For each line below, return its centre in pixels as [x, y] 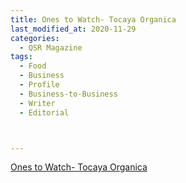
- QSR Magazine [51, 47]
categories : [35, 38]
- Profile [39, 85]
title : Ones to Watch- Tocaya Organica [93, 19]
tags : [21, 57]
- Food [33, 66]
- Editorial [44, 112]
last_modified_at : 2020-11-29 [73, 29]
